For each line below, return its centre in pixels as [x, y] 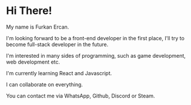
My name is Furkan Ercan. [38, 27]
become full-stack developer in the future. [57, 44]
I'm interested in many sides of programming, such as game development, [96, 55]
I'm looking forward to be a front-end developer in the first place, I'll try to [95, 38]
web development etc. [33, 62]
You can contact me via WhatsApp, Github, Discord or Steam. [81, 96]
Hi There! [29, 11]
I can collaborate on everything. [45, 84]
